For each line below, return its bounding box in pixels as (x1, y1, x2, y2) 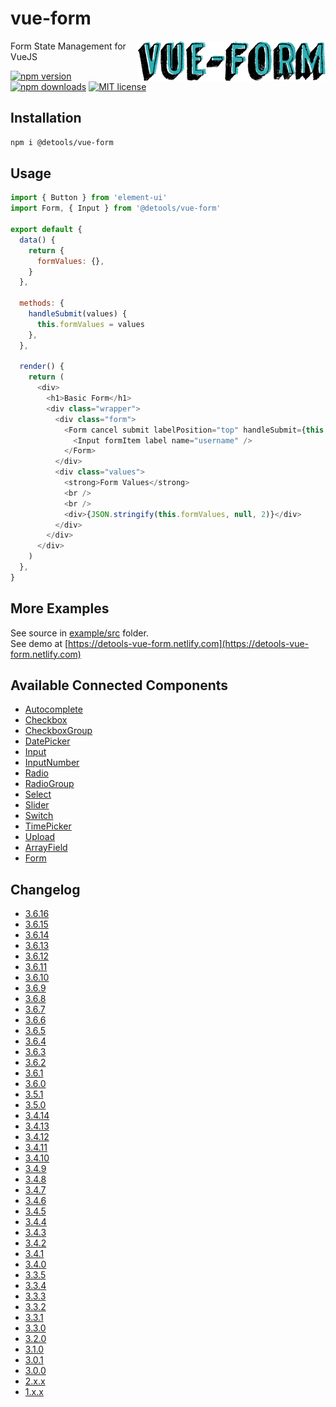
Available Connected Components (10, 677, 229, 694)
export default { (10, 225, 83, 235)
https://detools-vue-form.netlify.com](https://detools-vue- (68, 637, 310, 649)
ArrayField (24, 842, 68, 854)
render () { (19, 362, 65, 372)
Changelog (10, 881, 81, 898)
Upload (24, 831, 56, 843)
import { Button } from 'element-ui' (10, 193, 168, 203)
